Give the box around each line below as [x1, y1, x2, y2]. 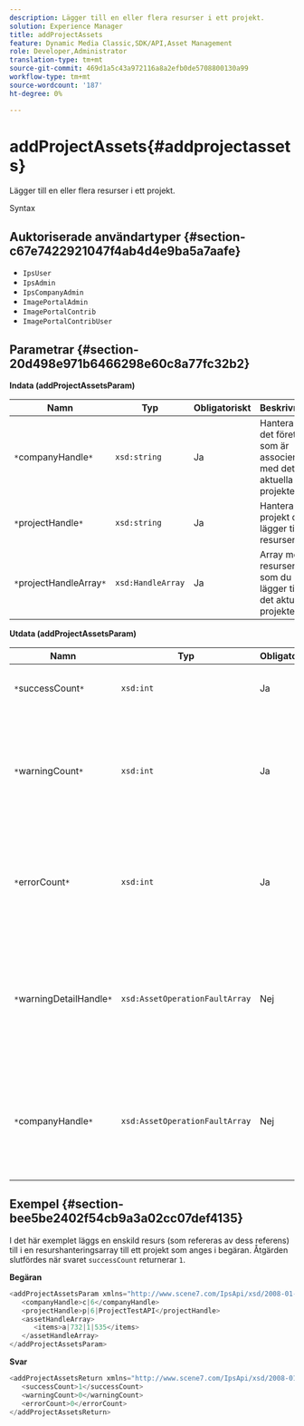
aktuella [259, 473, 294, 486]
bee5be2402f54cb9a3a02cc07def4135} [9, 1211, 244, 1227]
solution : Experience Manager [9, 22, 124, 31]
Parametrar [9, 342, 75, 357]
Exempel [9, 1197, 60, 1212]
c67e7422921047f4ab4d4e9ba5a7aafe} [9, 243, 242, 258]
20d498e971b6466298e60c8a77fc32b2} [9, 355, 251, 372]
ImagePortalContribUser [22, 317, 113, 326]
